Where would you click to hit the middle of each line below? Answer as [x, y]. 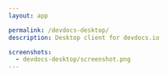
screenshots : [30, 52]
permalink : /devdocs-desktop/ [59, 30]
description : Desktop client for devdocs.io [84, 38]
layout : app [28, 16]
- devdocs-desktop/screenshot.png [73, 60]
